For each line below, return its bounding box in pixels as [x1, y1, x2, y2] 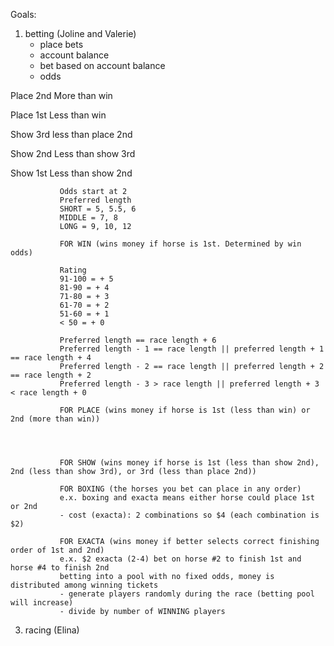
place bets [39, 39, 84, 50]
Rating [59, 265, 87, 275]
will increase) [10, 598, 74, 608]
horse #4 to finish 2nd [10, 563, 110, 573]
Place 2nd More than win [10, 90, 113, 101]
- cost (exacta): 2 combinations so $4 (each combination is [59, 510, 320, 520]
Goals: [10, 9, 37, 20]
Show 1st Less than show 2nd [10, 167, 133, 179]
